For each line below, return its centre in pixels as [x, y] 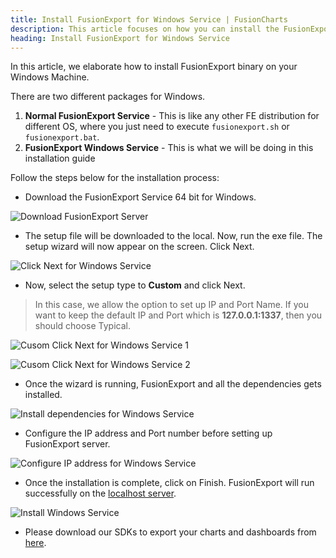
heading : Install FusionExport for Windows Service [120, 38]
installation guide [60, 158]
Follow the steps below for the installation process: [115, 178]
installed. [43, 395]
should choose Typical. [83, 326]
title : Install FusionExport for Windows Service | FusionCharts [149, 19]
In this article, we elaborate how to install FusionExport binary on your [154, 67]
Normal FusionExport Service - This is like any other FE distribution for [172, 116]
